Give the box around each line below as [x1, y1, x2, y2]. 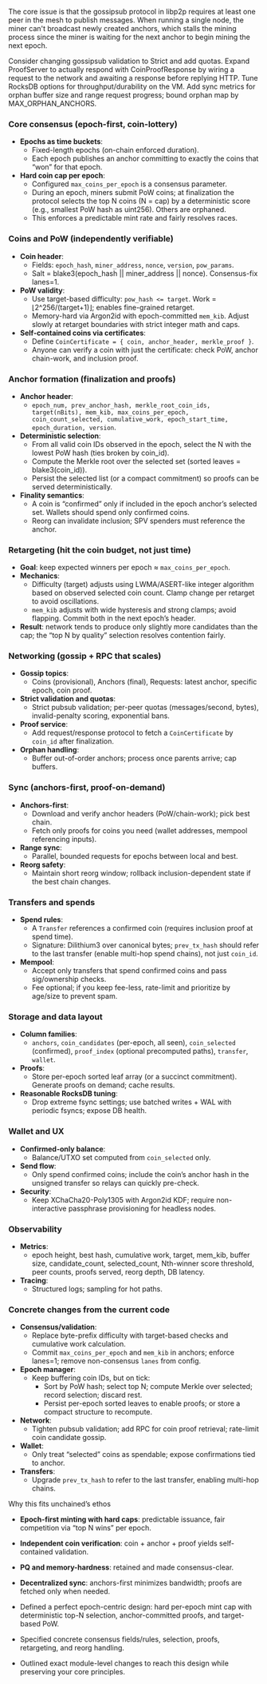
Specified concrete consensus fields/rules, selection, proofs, [19, 1634, 221, 1644]
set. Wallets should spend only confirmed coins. [31, 507, 190, 517]
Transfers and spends [8, 896, 96, 908]
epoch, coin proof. [31, 685, 92, 695]
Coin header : [19, 251, 64, 261]
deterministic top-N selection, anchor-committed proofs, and [19, 1610, 221, 1620]
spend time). [31, 932, 73, 942]
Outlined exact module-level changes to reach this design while [19, 1658, 230, 1668]
